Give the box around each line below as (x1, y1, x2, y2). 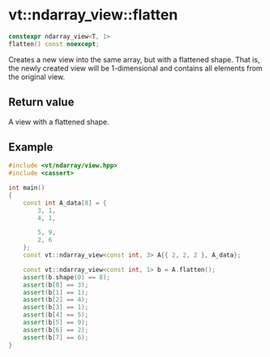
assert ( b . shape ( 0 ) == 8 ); (23, 273, 111, 281)
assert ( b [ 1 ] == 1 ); (23, 288, 89, 296)
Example (8, 140, 54, 154)
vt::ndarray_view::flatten (8, 6, 178, 24)
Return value (8, 96, 75, 109)
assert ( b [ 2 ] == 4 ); (23, 295, 89, 304)
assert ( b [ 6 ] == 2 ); (23, 325, 89, 334)
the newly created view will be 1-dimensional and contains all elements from (8, 63, 263, 73)
